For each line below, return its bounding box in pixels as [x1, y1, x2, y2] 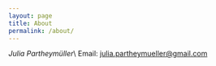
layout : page [8, 11, 53, 20]
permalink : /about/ [8, 27, 75, 35]
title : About [8, 19, 53, 27]
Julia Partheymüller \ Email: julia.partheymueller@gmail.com [8, 49, 208, 59]
